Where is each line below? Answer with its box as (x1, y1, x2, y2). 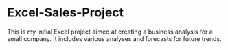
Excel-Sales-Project (7, 5, 124, 21)
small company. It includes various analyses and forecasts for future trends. (7, 34, 222, 42)
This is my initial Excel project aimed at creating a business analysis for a (7, 27, 213, 36)
